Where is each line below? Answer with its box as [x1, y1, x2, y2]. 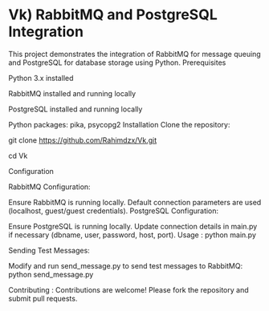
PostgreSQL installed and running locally [8, 104, 143, 114]
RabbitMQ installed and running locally [8, 88, 137, 98]
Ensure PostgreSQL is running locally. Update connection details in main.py [8, 221, 258, 231]
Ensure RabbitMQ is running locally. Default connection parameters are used [8, 197, 262, 207]
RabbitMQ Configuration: [8, 182, 91, 192]
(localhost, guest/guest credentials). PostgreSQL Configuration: [8, 206, 219, 216]
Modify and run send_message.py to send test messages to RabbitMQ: [8, 261, 243, 270]
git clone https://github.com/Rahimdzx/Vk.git [8, 135, 157, 145]
